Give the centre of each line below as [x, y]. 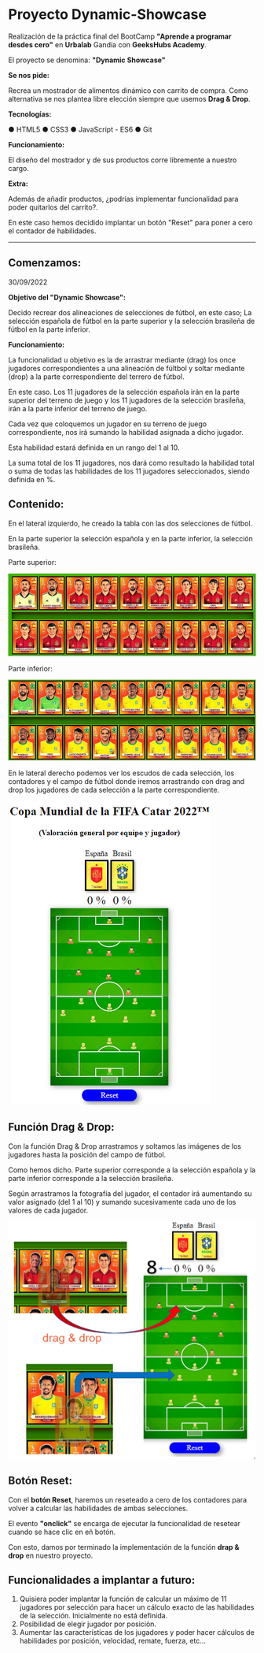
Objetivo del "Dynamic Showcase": [67, 297]
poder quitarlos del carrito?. [53, 207]
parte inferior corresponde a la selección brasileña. [91, 1178]
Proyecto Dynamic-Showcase [107, 15]
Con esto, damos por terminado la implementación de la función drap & [124, 1547]
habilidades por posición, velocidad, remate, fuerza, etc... [113, 1641]
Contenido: [36, 505]
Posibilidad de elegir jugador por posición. [88, 1624]
